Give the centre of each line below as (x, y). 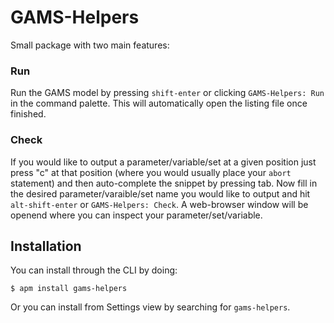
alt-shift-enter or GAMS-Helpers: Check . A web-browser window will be (159, 204)
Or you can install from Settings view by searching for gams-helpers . (150, 307)
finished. (28, 114)
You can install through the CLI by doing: (94, 270)
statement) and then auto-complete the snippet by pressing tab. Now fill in (164, 183)
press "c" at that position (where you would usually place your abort (151, 172)
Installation (46, 246)
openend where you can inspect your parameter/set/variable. (136, 215)
